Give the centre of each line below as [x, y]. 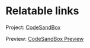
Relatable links [42, 11]
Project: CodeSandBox [33, 27]
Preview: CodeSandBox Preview [45, 39]
